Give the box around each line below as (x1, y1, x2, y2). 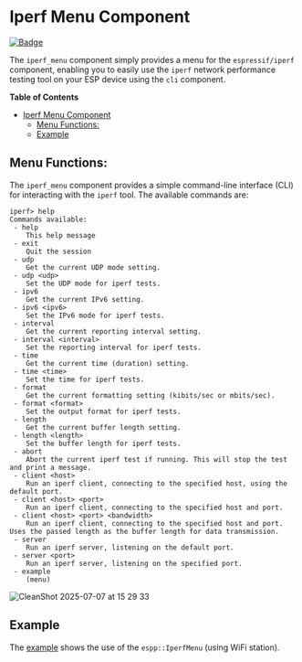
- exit (13, 239, 39, 248)
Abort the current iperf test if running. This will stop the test (26, 454, 287, 464)
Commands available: (9, 215, 89, 224)
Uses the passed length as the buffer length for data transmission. (9, 527, 280, 536)
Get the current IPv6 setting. (26, 294, 145, 304)
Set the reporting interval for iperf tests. (26, 343, 203, 352)
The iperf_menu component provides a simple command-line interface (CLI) (9, 179, 294, 190)
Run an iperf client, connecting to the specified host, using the (26, 478, 287, 488)
